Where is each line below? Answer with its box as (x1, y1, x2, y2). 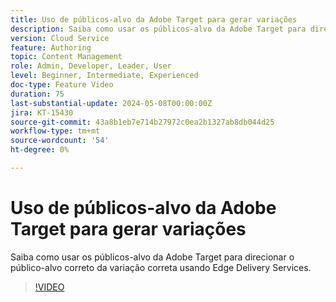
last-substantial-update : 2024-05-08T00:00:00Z (10, 98, 213, 108)
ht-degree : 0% (10, 145, 70, 155)
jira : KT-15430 (10, 107, 74, 118)
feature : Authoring (10, 42, 92, 53)
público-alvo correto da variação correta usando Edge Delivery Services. (10, 261, 312, 273)
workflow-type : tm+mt (10, 126, 101, 136)
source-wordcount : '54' (10, 136, 110, 146)
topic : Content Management (10, 52, 123, 62)
